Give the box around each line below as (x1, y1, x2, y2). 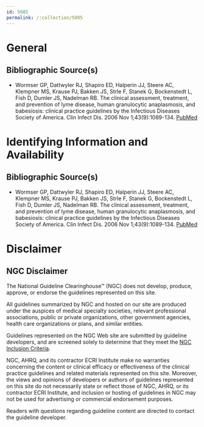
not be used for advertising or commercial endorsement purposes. (6, 395, 174, 403)
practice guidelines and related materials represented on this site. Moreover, (6, 369, 198, 376)
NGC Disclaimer (6, 266, 68, 277)
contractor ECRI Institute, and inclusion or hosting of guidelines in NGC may (6, 389, 196, 396)
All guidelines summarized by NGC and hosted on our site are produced (6, 300, 187, 308)
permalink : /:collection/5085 (6, 15, 83, 21)
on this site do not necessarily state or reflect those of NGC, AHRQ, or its (6, 382, 189, 390)
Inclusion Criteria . (6, 345, 51, 352)
